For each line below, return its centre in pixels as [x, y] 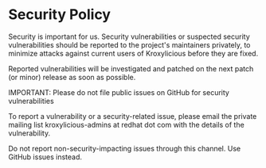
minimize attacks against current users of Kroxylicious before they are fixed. [133, 53]
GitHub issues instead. [45, 157]
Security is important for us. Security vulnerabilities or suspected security [129, 36]
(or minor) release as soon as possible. [72, 77]
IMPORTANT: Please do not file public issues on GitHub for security [119, 92]
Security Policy [60, 15]
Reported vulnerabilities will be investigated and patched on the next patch [131, 68]
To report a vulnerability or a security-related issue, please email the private [133, 116]
